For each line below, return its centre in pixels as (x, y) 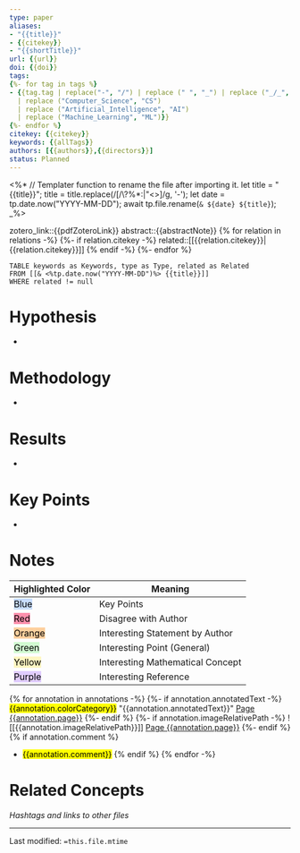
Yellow (28, 662)
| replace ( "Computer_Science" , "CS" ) (90, 101)
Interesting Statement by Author (167, 634)
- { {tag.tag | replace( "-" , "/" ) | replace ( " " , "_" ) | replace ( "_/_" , (150, 92)
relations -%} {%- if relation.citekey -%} (83, 240)
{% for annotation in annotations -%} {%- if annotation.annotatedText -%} (146, 699)
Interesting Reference (145, 677)
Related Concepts (77, 791)
